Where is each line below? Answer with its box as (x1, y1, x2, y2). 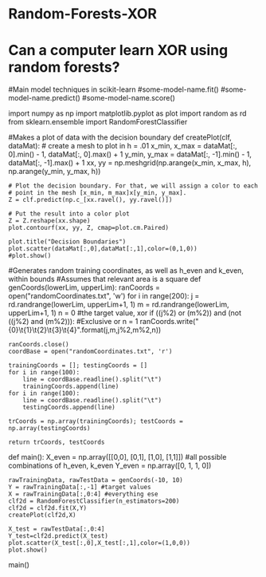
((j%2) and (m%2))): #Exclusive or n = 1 (8, 317, 139, 326)
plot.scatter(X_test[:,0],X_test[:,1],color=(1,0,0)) (8, 539, 191, 547)
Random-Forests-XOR (8, 5, 158, 23)
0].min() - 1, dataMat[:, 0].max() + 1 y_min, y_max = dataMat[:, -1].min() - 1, (8, 149, 252, 160)
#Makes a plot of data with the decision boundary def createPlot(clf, (8, 132, 233, 142)
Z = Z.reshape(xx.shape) (8, 217, 91, 225)
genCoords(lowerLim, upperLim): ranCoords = (8, 283, 161, 292)
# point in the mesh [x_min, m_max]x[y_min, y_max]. (8, 189, 187, 197)
